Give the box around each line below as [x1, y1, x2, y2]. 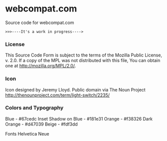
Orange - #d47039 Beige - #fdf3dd [5, 121, 78, 127]
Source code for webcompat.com [5, 19, 74, 25]
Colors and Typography [5, 104, 64, 111]
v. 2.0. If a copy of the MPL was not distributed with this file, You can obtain [5, 57, 161, 63]
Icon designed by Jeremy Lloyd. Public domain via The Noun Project [5, 86, 146, 92]
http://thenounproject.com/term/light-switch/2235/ [5, 92, 110, 98]
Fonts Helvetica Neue [5, 130, 49, 136]
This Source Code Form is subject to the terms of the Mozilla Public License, [5, 52, 163, 58]
